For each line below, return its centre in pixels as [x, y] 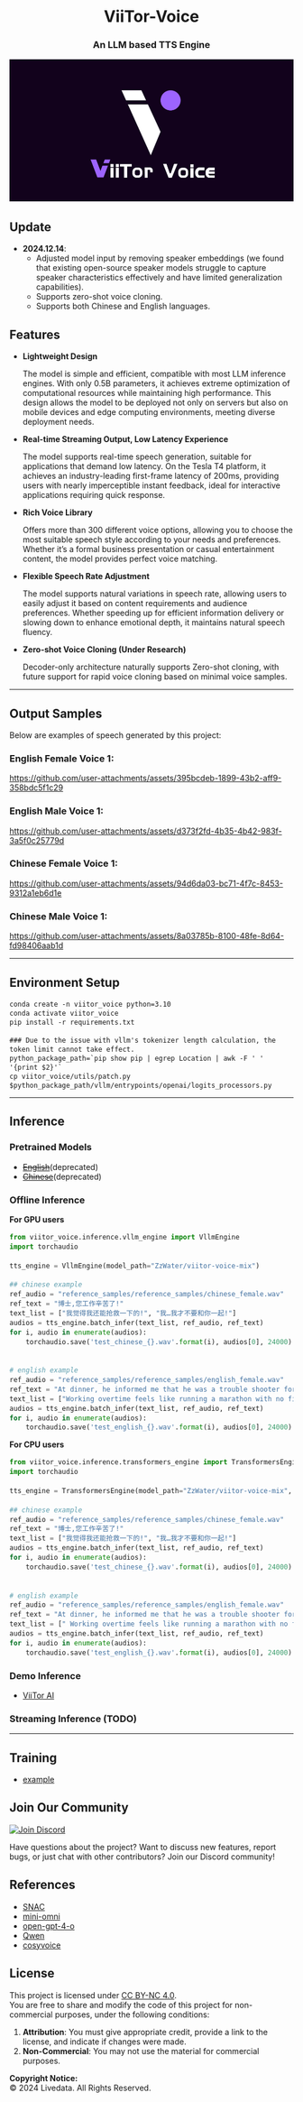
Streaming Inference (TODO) [73, 1719]
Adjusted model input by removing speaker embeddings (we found [160, 258]
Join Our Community [69, 1807]
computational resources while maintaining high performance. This [147, 393]
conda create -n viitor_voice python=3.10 [90, 1004]
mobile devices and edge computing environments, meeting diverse [149, 412]
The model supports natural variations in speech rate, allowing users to [154, 594]
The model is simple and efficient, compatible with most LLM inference [154, 374]
